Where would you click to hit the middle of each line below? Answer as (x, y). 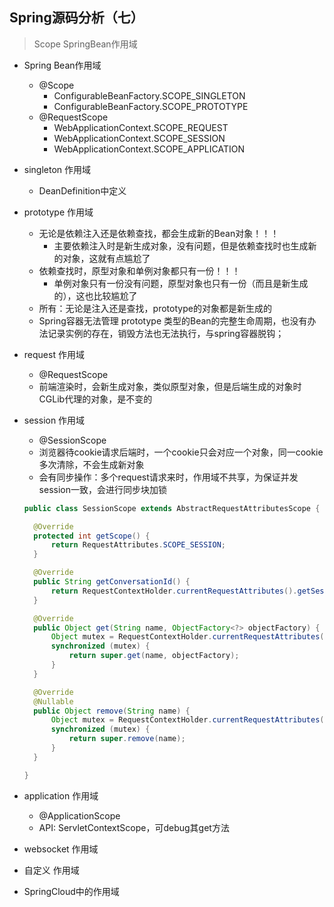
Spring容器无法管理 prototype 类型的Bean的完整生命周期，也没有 (173, 320)
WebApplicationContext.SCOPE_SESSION (139, 138)
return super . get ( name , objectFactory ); (154, 656)
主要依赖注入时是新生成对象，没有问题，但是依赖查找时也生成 (181, 245)
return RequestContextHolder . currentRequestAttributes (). (174, 591)
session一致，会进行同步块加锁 (102, 489)
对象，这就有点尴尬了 (106, 258)
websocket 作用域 (61, 849)
